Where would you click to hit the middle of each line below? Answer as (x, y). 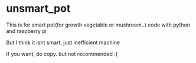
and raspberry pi (27, 31)
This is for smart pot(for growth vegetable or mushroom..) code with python (98, 25)
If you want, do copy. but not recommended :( (62, 54)
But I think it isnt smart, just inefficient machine (63, 42)
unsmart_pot (38, 9)
